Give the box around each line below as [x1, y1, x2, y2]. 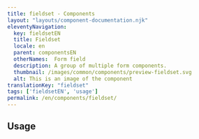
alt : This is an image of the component [13, 75, 133, 82]
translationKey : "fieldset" [7, 82, 89, 89]
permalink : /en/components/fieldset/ [7, 95, 117, 102]
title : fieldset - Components [7, 10, 96, 17]
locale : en [13, 43, 45, 50]
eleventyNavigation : [7, 23, 68, 30]
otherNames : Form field [13, 56, 86, 63]
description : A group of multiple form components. [13, 62, 168, 69]
